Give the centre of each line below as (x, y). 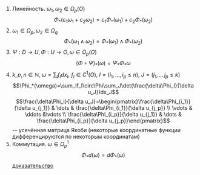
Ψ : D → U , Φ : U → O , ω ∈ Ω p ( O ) (54, 52)
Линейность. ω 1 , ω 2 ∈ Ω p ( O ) (48, 10)
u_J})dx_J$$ (103, 92)
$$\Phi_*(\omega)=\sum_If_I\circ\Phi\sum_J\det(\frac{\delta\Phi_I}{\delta (103, 86)
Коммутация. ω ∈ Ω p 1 (40, 144)
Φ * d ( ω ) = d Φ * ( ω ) (103, 155)
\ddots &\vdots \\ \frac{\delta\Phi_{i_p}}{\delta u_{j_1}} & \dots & (103, 115)
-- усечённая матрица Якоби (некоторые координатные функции (96, 130)
